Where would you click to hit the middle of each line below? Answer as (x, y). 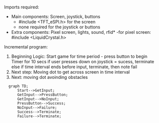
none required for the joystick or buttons (59, 27)
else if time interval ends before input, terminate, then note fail (74, 67)
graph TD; (18, 86)
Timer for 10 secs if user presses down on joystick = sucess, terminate (83, 61)
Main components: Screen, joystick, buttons (56, 16)
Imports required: (22, 7)
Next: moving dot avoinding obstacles (50, 77)
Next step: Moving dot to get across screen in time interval (70, 72)
